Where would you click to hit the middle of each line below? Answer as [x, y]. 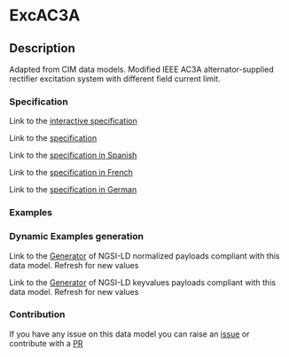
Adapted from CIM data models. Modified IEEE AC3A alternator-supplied [142, 69]
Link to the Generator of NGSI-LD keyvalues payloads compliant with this [143, 282]
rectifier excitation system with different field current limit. [115, 79]
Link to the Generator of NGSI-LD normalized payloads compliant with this [144, 256]
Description [42, 48]
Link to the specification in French [71, 173]
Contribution [37, 314]
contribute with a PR [46, 343]
